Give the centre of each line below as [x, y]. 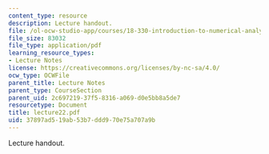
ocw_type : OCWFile [39, 75]
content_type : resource [48, 16]
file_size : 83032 [37, 38]
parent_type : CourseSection [55, 90]
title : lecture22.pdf [44, 113]
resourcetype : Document [48, 105]
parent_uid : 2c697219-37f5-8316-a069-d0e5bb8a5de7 [94, 98]
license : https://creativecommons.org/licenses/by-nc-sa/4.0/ [114, 68]
